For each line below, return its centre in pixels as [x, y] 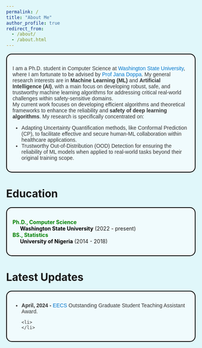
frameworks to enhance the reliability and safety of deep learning [90, 110]
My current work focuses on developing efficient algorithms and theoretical [99, 104]
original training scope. [48, 158]
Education [32, 194]
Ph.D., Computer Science [44, 222]
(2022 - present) [115, 228]
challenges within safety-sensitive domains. [63, 98]
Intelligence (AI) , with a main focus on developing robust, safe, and [91, 86]
